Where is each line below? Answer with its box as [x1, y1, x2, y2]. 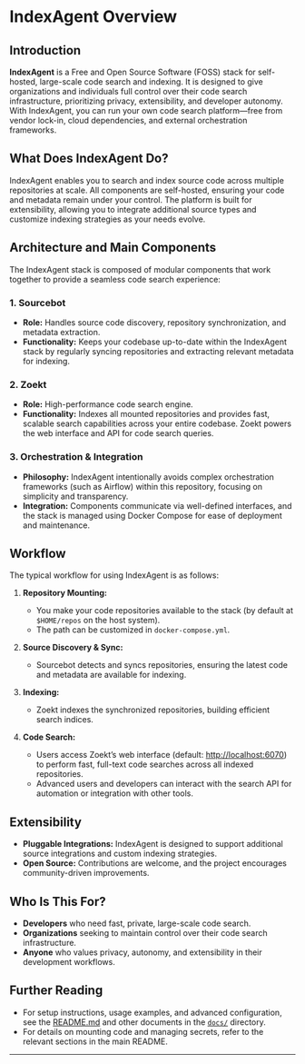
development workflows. [22, 956, 115, 967]
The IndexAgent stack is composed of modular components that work [9, 264, 271, 274]
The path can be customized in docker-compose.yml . [35, 624, 231, 635]
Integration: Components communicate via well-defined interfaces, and [22, 500, 292, 511]
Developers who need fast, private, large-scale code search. [22, 918, 251, 929]
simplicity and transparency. [22, 491, 129, 502]
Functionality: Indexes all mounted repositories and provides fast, [22, 409, 271, 420]
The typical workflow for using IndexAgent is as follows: [9, 570, 220, 581]
